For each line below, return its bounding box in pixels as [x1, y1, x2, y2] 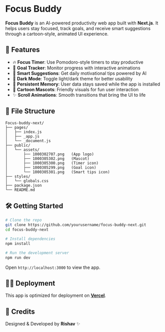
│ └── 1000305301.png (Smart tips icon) [5, 169, 110, 175]
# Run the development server [5, 250, 70, 255]
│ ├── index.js [5, 129, 42, 134]
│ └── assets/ [5, 147, 40, 152]
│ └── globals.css [5, 178, 49, 183]
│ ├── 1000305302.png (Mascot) [5, 156, 90, 161]
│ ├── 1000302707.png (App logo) [5, 151, 94, 157]
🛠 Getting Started [5, 202, 63, 210]
